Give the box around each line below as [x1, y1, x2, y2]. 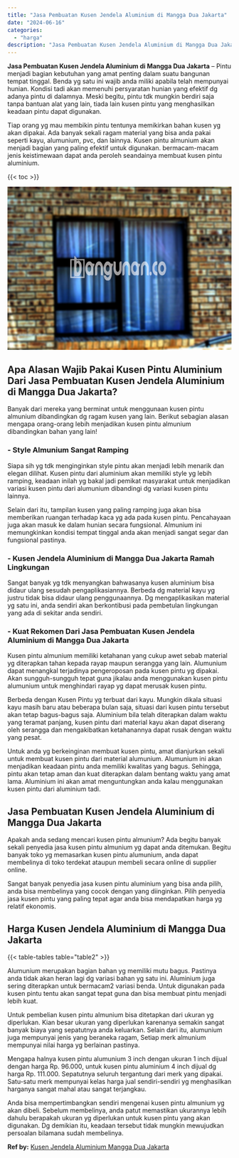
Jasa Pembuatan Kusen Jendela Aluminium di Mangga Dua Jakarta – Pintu [7, 62, 232, 70]
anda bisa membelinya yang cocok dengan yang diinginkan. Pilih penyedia [7, 887, 225, 896]
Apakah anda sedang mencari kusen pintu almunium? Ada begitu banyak [7, 836, 222, 844]
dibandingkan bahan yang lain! [7, 427, 97, 436]
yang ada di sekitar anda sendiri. [7, 609, 103, 617]
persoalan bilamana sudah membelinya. [7, 1128, 124, 1137]
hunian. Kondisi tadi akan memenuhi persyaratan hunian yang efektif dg [7, 85, 218, 93]
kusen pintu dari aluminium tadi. [7, 785, 101, 793]
